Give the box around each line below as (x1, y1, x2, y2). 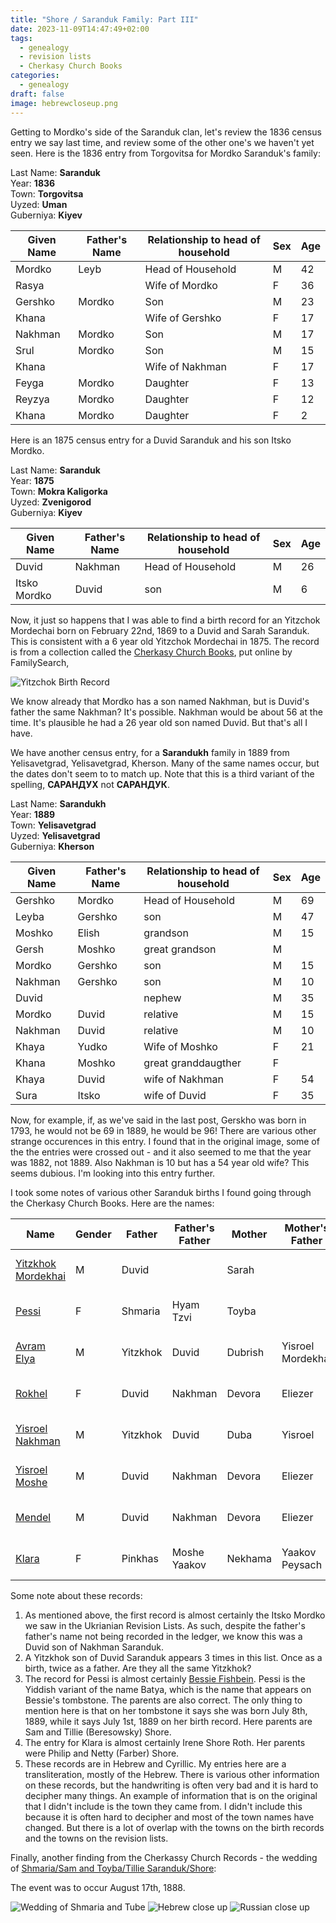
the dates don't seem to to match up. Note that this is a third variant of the (10, 767, 315, 780)
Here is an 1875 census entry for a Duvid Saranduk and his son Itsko (10, 434, 292, 446)
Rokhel (15, 1386, 48, 1400)
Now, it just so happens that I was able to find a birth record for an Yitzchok (10, 614, 321, 626)
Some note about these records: (10, 1589, 143, 1601)
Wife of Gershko (144, 311, 222, 325)
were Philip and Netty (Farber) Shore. (24, 1747, 180, 1759)
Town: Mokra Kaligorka (10, 485, 108, 497)
